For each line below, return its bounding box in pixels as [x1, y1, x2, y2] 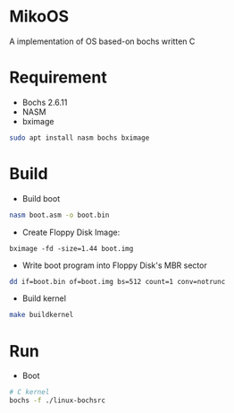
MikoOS [9, 6, 70, 27]
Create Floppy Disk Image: [21, 227, 121, 237]
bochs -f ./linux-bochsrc [9, 396, 105, 405]
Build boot [21, 193, 61, 203]
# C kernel [9, 388, 50, 397]
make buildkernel [9, 311, 74, 320]
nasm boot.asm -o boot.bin [9, 211, 110, 219]
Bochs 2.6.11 [21, 97, 68, 108]
